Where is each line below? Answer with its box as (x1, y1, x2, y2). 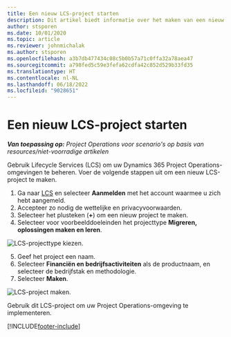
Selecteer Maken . (17, 275, 68, 283)
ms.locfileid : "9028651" (7, 87, 79, 94)
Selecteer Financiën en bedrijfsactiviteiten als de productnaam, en (17, 260, 211, 268)
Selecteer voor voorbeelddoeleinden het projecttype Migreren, (17, 219, 197, 227)
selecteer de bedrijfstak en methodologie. (17, 267, 137, 275)
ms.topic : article (7, 36, 60, 43)
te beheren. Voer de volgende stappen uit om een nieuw (44, 168, 205, 176)
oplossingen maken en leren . (17, 226, 102, 234)
